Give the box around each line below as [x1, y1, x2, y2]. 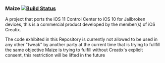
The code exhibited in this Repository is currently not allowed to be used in [5, 36, 158, 42]
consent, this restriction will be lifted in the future [5, 52, 106, 58]
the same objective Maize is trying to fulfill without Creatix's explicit [5, 47, 143, 53]
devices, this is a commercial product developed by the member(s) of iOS [5, 21, 156, 27]
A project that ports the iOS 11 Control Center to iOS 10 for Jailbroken [5, 16, 146, 22]
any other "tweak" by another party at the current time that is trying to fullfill [5, 42, 161, 48]
